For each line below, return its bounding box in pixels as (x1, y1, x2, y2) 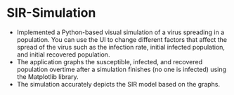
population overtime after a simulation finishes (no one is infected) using (16, 65, 226, 73)
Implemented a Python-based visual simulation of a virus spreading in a (16, 28, 225, 36)
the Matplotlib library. (16, 72, 79, 81)
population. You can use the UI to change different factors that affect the (16, 35, 228, 43)
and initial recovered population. (16, 50, 110, 59)
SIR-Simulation (6, 5, 96, 21)
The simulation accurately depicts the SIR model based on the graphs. (16, 80, 221, 88)
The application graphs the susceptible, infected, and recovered (16, 57, 203, 66)
